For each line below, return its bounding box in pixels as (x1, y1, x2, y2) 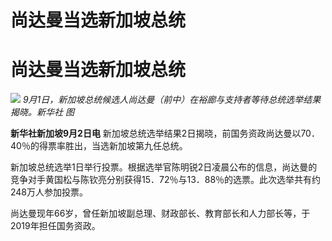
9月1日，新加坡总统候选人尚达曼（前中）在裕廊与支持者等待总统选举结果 (22, 94, 322, 106)
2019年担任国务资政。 (10, 220, 101, 232)
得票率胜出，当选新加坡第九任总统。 (38, 140, 188, 152)
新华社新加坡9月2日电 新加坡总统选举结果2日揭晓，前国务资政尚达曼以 (10, 127, 302, 140)
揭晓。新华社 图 (10, 106, 75, 118)
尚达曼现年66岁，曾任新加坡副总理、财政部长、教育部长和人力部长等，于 (10, 207, 311, 220)
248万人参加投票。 (10, 186, 89, 198)
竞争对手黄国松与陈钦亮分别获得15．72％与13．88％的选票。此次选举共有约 (10, 174, 322, 186)
